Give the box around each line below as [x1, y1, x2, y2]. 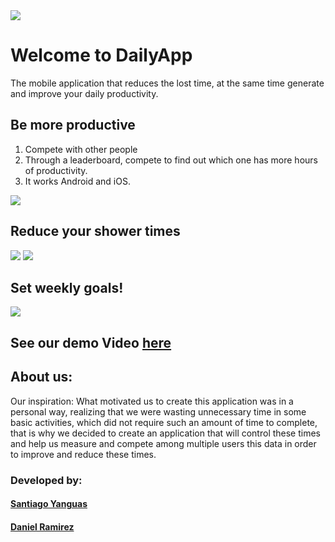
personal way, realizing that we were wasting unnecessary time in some [10, 405, 307, 418]
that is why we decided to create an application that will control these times [10, 427, 322, 439]
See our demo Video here [10, 334, 172, 351]
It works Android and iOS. [24, 175, 131, 187]
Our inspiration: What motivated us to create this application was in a [10, 395, 294, 407]
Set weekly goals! [10, 279, 124, 296]
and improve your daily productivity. [10, 87, 159, 99]
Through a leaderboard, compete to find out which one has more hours [24, 154, 318, 166]
